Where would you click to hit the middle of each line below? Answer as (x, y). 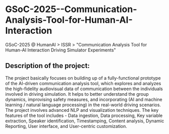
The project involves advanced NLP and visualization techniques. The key (82, 110)
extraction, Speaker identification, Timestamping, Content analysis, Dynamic (85, 121)
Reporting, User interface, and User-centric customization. (66, 126)
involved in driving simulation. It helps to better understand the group (77, 94)
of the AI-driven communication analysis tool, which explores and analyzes (83, 83)
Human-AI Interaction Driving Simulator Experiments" (61, 50)
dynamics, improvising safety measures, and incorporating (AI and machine (84, 99)
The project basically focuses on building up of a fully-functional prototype (83, 78)
